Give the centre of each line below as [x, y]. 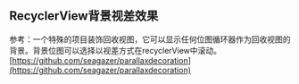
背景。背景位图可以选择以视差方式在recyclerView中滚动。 [115, 50]
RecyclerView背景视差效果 [84, 16]
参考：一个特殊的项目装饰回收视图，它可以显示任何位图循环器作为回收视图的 [150, 39]
